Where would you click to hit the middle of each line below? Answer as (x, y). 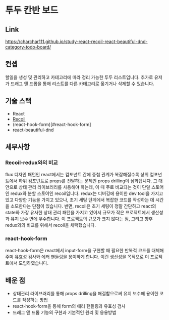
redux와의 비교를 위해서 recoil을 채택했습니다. (51, 225)
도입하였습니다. (34, 263)
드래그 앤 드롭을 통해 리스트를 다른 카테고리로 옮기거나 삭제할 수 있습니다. (82, 84)
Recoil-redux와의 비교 (32, 163)
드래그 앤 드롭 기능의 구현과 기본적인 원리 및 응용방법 (64, 312)
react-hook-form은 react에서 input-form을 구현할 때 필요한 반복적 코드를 (78, 250)
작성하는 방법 (35, 300)
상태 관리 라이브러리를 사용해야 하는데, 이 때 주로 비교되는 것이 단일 (84, 187)
